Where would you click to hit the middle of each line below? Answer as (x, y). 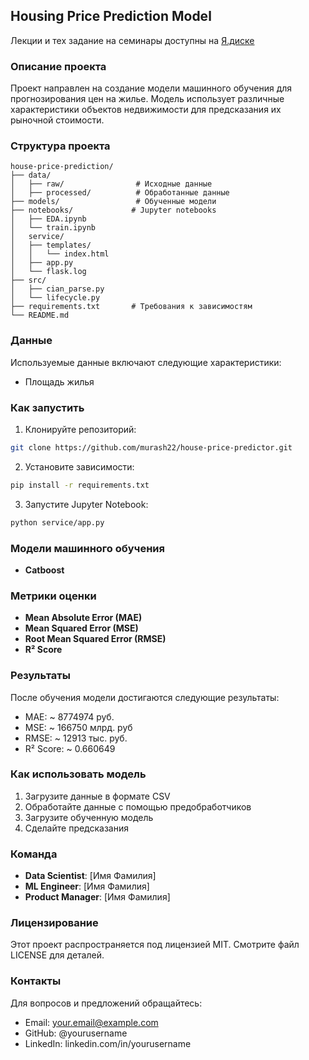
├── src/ (28, 280)
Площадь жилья (59, 381)
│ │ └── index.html (60, 254)
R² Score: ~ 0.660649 (70, 748)
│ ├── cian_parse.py (57, 289)
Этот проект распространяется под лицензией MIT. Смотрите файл (155, 945)
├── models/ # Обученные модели (113, 202)
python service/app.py (57, 522)
